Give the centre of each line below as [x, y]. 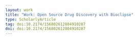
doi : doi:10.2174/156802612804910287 [45, 29]
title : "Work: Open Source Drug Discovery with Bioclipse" [70, 15]
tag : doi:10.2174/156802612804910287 [45, 24]
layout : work [19, 10]
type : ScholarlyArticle [31, 19]
